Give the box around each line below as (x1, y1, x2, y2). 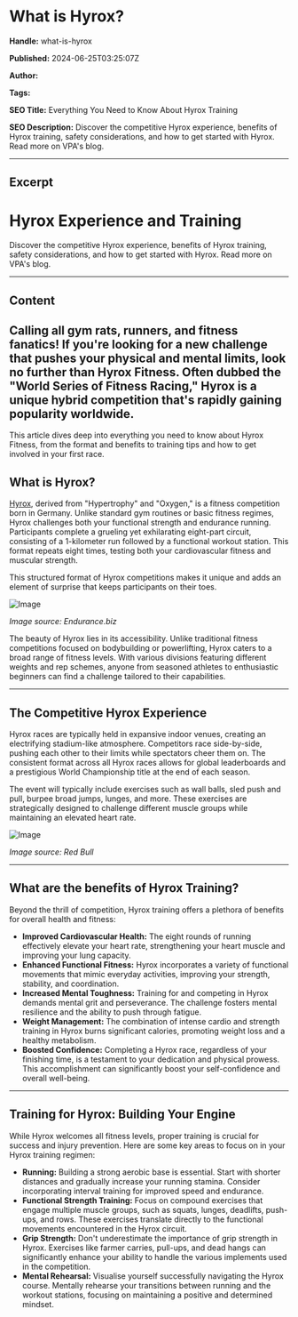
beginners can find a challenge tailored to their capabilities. (9, 671, 226, 682)
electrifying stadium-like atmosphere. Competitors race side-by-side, (9, 738, 263, 749)
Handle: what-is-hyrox (9, 36, 93, 46)
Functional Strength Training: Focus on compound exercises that (21, 1194, 263, 1206)
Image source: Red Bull (9, 847, 94, 857)
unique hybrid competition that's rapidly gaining (9, 393, 282, 408)
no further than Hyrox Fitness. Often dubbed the (9, 365, 282, 380)
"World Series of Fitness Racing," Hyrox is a (9, 379, 257, 394)
